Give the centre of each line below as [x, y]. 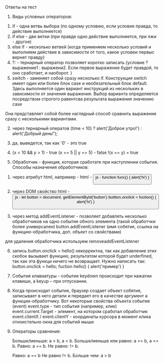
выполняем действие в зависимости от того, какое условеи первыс [83, 52]
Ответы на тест [21, 7]
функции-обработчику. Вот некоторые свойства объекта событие [81, 301]
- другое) [22, 42]
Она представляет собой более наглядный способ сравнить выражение [81, 114]
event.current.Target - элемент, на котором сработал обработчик [80, 311]
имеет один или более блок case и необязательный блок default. [80, 83]
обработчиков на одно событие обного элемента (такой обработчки [84, 221]
